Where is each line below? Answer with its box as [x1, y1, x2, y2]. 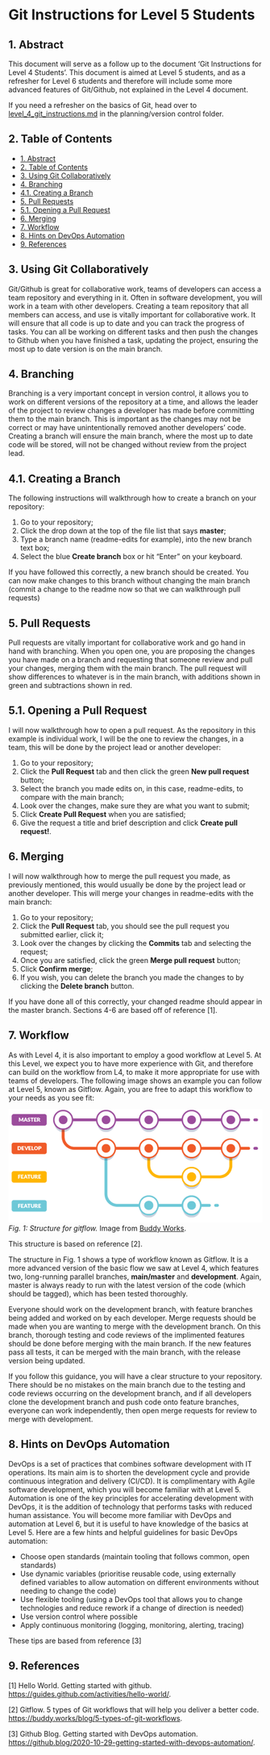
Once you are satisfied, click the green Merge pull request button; [19, 955, 241, 965]
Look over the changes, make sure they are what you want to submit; [19, 800, 250, 811]
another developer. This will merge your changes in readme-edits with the [8, 888, 254, 898]
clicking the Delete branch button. [19, 981, 135, 990]
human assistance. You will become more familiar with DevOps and [8, 1510, 232, 1520]
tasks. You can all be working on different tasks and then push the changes [8, 326, 259, 336]
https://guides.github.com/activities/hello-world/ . [8, 1689, 172, 1699]
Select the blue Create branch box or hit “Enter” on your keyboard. [19, 552, 243, 562]
